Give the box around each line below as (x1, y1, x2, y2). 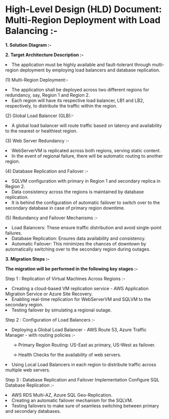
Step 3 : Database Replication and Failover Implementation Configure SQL (5, 376, 160, 382)
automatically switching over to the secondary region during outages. (5, 246, 151, 252)
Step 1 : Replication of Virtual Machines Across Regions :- (5, 275, 125, 282)
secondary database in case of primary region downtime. (5, 204, 125, 211)
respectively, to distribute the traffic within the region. (5, 102, 118, 109)
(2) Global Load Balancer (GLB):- (5, 113, 74, 119)
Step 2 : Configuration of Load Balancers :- (5, 317, 95, 323)
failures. (5, 230, 22, 236)
